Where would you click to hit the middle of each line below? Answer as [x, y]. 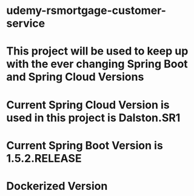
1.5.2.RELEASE [44, 158]
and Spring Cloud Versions [75, 77]
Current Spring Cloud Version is [88, 105]
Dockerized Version [57, 186]
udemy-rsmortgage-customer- [86, 11]
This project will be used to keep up [97, 51]
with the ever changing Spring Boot [97, 64]
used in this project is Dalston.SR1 [93, 117]
